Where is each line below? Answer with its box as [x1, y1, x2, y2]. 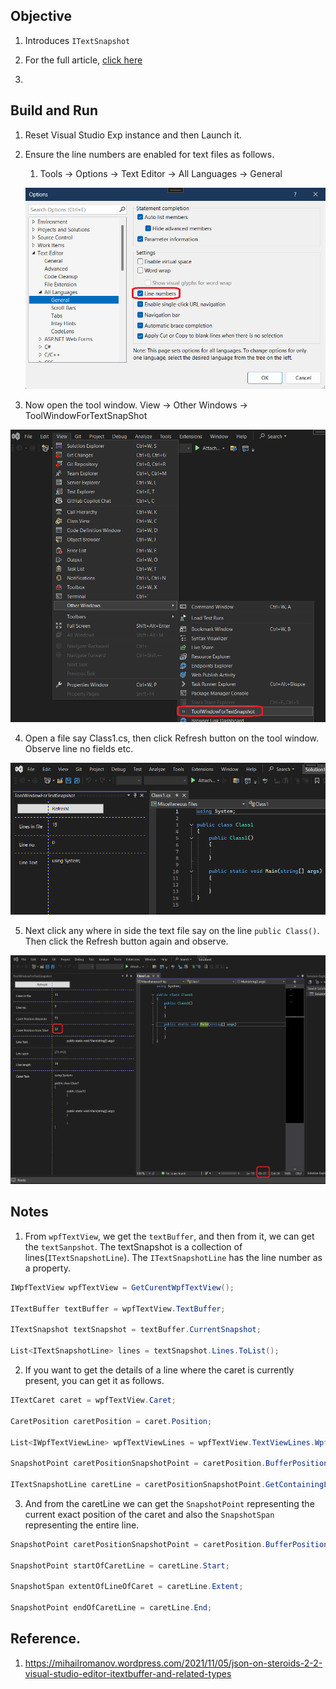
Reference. [10, 1630, 81, 1648]
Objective [10, 8, 73, 25]
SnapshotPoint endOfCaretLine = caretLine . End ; [10, 1603, 213, 1613]
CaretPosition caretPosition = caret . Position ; [10, 1416, 213, 1426]
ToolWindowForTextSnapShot [24, 410, 148, 422]
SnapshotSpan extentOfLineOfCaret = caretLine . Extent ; [10, 1582, 244, 1592]
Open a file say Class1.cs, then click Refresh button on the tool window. [24, 732, 319, 744]
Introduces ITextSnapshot [24, 34, 131, 46]
